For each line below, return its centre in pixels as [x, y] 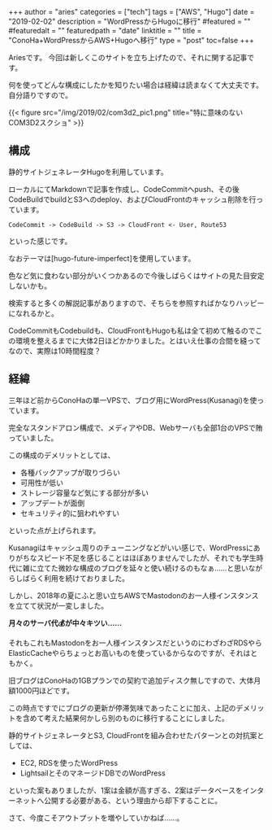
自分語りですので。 [41, 95]
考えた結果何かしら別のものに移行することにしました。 [136, 718]
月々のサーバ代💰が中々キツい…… [65, 622]
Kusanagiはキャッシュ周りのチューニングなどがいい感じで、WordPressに [131, 548]
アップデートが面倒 [52, 503]
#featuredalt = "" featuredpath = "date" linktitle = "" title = [105, 31]
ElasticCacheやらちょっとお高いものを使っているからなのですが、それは [130, 653]
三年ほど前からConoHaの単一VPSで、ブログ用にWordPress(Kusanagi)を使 [133, 400]
